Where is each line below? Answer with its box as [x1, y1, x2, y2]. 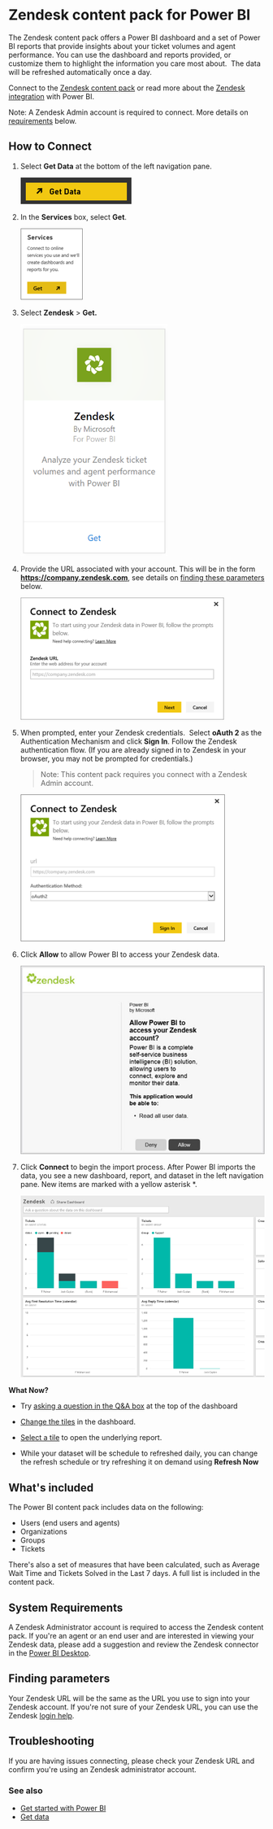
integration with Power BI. [8, 91, 95, 101]
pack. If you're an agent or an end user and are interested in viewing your [8, 1631, 254, 1641]
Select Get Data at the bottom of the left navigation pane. [19, 161, 213, 171]
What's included [8, 1481, 94, 1495]
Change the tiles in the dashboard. [19, 1417, 136, 1427]
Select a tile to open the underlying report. [19, 1433, 162, 1443]
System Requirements [8, 1600, 123, 1614]
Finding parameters [8, 1672, 110, 1686]
